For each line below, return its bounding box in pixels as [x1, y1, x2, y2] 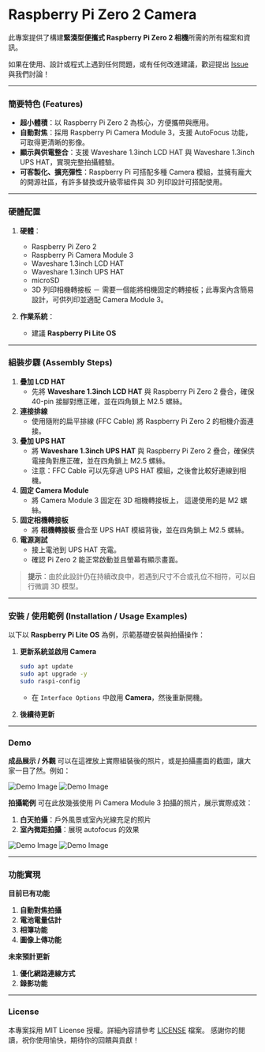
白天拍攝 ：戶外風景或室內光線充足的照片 [19, 815, 151, 824]
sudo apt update [19, 663, 73, 671]
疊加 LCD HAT [19, 377, 65, 386]
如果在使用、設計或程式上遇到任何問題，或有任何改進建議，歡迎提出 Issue [8, 59, 248, 69]
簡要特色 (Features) [8, 98, 84, 109]
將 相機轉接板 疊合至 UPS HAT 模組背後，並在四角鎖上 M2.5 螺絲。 [31, 524, 248, 535]
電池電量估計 [19, 915, 62, 925]
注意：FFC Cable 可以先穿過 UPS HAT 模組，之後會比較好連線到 [31, 465, 240, 475]
